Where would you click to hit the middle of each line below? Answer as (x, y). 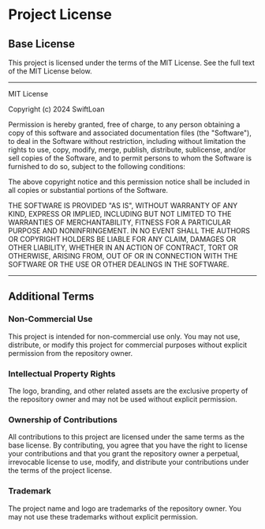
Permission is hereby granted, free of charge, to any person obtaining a (124, 125)
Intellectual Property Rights (62, 373)
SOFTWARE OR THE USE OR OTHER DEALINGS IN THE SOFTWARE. (119, 264)
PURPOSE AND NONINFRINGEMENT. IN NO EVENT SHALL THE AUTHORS (129, 230)
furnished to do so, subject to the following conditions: (97, 166)
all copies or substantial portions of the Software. (88, 190)
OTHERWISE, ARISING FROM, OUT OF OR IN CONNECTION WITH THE (123, 256)
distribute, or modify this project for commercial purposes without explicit (127, 345)
